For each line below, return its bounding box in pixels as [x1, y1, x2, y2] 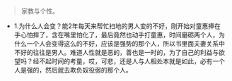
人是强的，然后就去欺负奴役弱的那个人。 [13, 66, 132, 74]
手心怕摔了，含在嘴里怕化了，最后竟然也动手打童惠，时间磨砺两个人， [13, 31, 219, 39]
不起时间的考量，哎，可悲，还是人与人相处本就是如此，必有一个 [38, 57, 225, 66]
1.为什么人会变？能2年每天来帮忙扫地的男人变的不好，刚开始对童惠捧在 [13, 22, 221, 30]
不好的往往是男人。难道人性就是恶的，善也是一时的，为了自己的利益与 [13, 49, 219, 56]
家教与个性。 [21, 7, 59, 15]
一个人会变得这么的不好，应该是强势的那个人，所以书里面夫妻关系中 [26, 39, 225, 48]
